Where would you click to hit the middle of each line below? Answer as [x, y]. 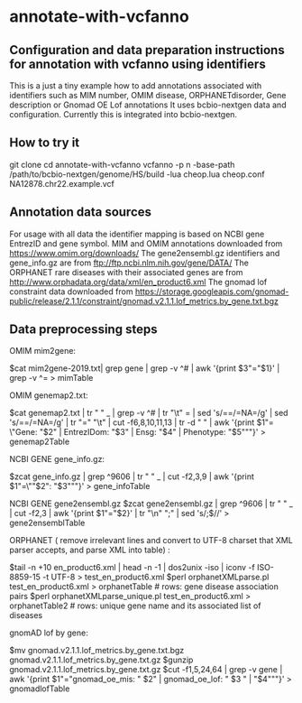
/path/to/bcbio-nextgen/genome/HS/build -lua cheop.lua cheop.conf [137, 174]
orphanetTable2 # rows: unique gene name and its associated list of [135, 606]
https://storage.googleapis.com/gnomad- [212, 291]
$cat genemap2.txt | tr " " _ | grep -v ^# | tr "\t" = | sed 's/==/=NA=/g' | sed [149, 413]
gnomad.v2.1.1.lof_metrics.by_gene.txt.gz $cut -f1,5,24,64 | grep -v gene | [146, 670]
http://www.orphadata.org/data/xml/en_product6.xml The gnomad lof [138, 282]
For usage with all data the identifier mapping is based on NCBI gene [137, 234]
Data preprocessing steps [83, 330]
